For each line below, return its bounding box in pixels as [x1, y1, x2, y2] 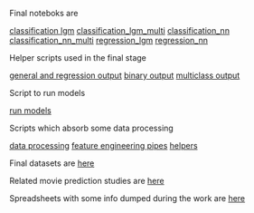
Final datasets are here [9, 158, 95, 169]
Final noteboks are [9, 8, 79, 18]
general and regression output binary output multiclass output [9, 70, 240, 81]
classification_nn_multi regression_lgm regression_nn [9, 35, 209, 45]
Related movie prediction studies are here [9, 176, 165, 186]
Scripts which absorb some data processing [9, 122, 174, 133]
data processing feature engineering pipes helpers [9, 140, 198, 150]
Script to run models [9, 88, 86, 98]
